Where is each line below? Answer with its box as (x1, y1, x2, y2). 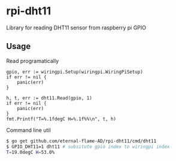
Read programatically (6, 57, 59, 64)
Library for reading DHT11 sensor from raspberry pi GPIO (6, 24, 147, 31)
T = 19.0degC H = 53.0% (6, 149, 55, 155)
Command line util (6, 126, 51, 133)
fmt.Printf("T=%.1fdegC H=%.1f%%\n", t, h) (6, 116, 117, 122)
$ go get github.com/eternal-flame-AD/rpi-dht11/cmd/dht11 (6, 138, 157, 144)
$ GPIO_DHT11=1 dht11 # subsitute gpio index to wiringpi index (6, 144, 170, 150)
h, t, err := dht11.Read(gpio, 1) (6, 95, 93, 101)
